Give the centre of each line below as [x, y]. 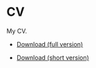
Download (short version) [52, 57]
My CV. [17, 31]
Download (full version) [50, 44]
